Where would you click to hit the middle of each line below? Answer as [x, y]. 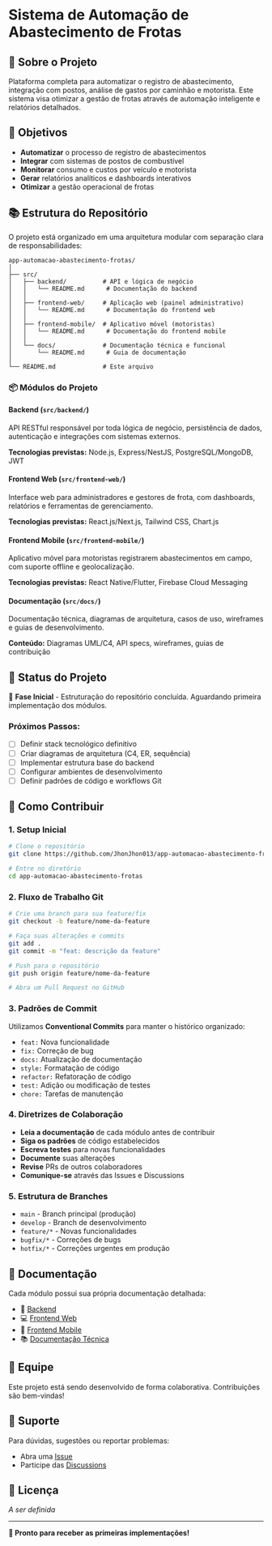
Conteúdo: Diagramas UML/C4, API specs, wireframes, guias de [116, 643]
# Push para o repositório [54, 966]
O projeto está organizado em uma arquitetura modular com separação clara [136, 237]
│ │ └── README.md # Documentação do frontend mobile [117, 331]
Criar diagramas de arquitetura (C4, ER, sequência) [105, 753]
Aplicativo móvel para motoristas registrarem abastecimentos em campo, [130, 558]
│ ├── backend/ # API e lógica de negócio [101, 281]
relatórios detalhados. [45, 107]
